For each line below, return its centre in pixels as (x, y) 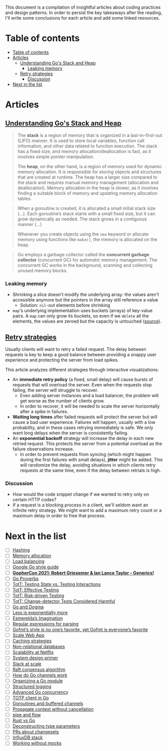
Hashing (21, 550)
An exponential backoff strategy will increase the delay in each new (83, 438)
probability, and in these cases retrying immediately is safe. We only (83, 428)
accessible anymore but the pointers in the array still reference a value (85, 300)
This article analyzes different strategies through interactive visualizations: (82, 370)
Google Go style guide (36, 567)
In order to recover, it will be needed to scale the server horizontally (90, 406)
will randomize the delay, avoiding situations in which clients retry (88, 465)
